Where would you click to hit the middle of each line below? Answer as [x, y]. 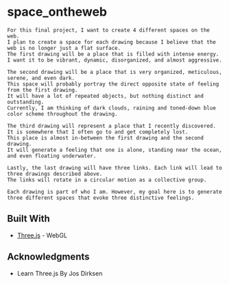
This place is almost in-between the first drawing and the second [106, 138]
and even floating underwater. [52, 156]
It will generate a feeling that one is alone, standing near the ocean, [115, 150]
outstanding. [26, 102]
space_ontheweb [57, 12]
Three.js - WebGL [42, 235]
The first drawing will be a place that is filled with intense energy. [113, 54]
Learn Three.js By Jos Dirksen [60, 273]
